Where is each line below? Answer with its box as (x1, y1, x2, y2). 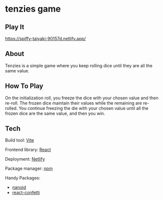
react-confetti (12, 190, 40, 196)
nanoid (12, 184, 26, 190)
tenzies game (5, 3, 61, 15)
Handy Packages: (5, 175, 40, 181)
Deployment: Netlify (5, 156, 45, 162)
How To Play (5, 82, 44, 91)
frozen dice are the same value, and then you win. (5, 110, 106, 116)
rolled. (5, 105, 18, 111)
